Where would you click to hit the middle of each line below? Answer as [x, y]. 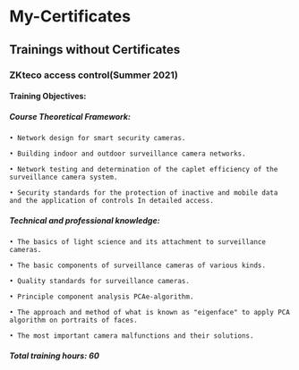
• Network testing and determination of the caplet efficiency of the [144, 170]
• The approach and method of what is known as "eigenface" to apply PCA [150, 313]
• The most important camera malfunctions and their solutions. [132, 336]
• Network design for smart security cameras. [98, 139]
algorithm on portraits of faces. [74, 320]
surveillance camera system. [64, 177]
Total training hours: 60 [55, 356]
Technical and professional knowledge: [85, 220]
